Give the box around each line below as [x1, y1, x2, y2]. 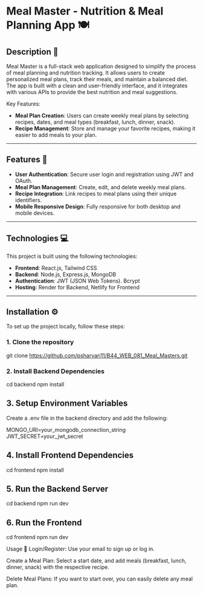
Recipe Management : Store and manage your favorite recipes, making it [14, 125, 196, 132]
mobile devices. [14, 209, 55, 217]
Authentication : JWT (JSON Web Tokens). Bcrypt [14, 277, 140, 284]
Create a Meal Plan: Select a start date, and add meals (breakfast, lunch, [6, 557, 187, 565]
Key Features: [6, 100, 40, 107]
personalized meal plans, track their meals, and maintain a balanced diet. [6, 76, 188, 82]
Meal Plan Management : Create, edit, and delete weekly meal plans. [14, 183, 186, 190]
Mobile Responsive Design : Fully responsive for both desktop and [14, 203, 181, 210]
